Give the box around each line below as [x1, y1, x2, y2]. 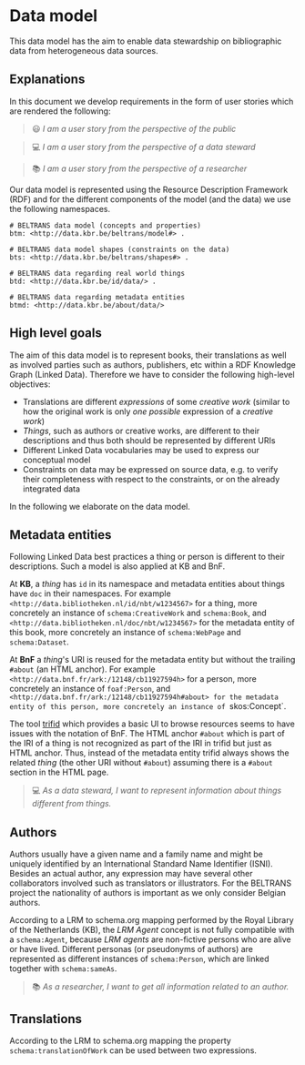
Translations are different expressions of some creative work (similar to [22, 396, 290, 407]
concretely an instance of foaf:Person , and [9, 684, 171, 695]
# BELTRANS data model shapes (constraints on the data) [9, 245, 230, 254]
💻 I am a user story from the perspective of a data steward [31, 141, 257, 152]
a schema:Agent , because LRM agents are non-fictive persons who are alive [9, 934, 291, 945]
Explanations [9, 72, 86, 87]
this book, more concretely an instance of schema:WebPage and [9, 627, 241, 638]
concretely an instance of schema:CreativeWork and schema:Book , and [9, 607, 267, 619]
